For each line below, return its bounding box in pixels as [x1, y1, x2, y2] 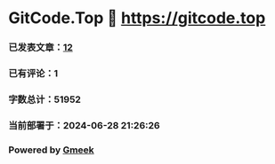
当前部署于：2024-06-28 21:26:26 [8, 119, 161, 131]
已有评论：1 [8, 67, 59, 80]
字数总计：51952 [8, 93, 82, 105]
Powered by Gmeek [8, 144, 94, 156]
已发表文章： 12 [8, 42, 73, 54]
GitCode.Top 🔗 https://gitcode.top [8, 8, 266, 28]
